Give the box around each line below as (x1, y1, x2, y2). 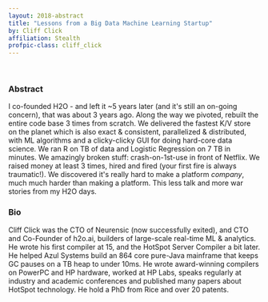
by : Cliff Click (8, 26, 62, 34)
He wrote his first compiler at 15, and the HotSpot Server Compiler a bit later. (8, 242, 261, 252)
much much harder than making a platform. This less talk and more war (8, 178, 244, 188)
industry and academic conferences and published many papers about (8, 276, 242, 285)
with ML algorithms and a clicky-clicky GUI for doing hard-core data (8, 135, 233, 145)
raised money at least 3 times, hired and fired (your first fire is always (8, 161, 238, 171)
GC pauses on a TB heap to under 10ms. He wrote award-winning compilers (8, 259, 259, 268)
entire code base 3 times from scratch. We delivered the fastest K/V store (8, 119, 251, 128)
